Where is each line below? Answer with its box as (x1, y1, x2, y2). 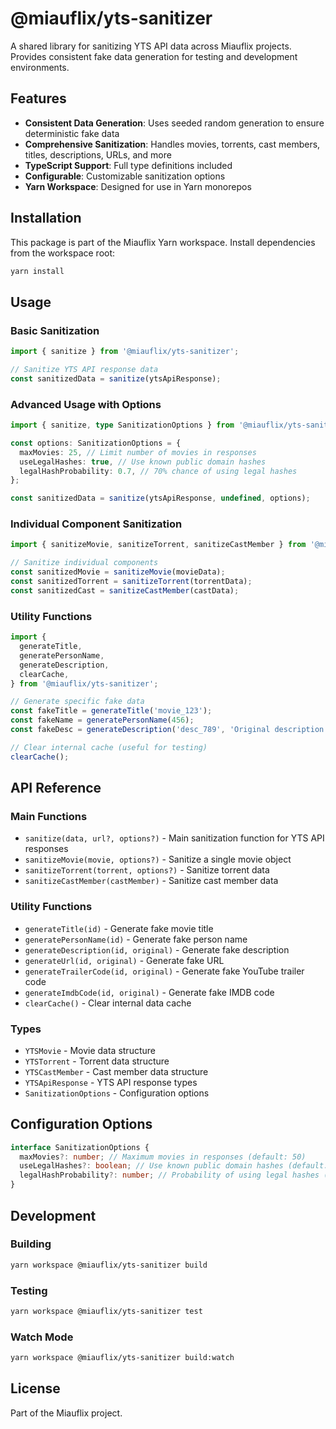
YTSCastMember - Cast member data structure (24, 1065, 209, 1077)
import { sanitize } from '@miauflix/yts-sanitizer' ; (10, 347, 240, 357)
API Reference (10, 780, 102, 797)
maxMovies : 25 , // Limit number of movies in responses (19, 447, 257, 457)
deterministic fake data (24, 127, 120, 139)
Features (10, 90, 67, 107)
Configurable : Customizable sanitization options (24, 170, 226, 182)
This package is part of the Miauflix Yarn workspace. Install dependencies (10, 236, 316, 248)
